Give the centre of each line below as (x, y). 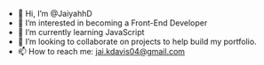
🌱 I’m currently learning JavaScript (81, 32)
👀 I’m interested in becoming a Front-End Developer (112, 23)
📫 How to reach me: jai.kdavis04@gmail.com (101, 51)
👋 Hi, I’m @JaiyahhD (55, 14)
